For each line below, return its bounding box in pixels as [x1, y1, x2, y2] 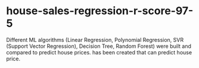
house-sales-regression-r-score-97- [6, 4, 194, 18]
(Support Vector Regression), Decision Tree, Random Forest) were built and [6, 43, 192, 50]
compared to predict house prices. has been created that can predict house [6, 48, 192, 56]
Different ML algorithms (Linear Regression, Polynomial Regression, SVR [6, 36, 184, 43]
